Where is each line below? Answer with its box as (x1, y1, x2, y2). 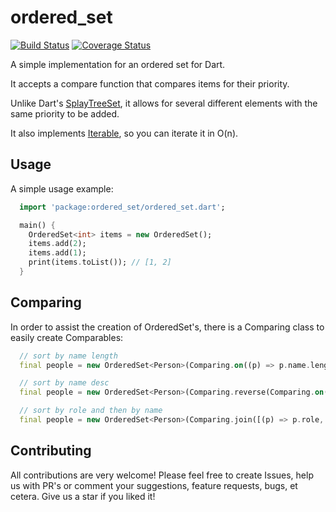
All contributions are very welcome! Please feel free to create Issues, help (10, 469, 314, 481)
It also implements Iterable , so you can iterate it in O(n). (10, 127, 239, 139)
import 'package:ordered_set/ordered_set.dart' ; (19, 202, 226, 212)
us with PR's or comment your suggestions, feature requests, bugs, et (10, 479, 298, 491)
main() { (19, 220, 56, 230)
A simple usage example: (10, 182, 114, 195)
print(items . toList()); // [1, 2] (28, 257, 172, 268)
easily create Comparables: (10, 331, 124, 343)
